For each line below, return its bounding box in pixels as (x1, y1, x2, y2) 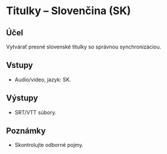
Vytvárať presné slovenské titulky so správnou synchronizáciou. (6, 43, 162, 50)
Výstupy (6, 93, 38, 103)
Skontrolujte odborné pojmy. (14, 142, 83, 149)
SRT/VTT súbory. (14, 109, 57, 116)
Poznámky (6, 126, 46, 136)
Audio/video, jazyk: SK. (14, 76, 72, 83)
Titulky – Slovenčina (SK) (6, 4, 131, 18)
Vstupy (6, 60, 34, 70)
